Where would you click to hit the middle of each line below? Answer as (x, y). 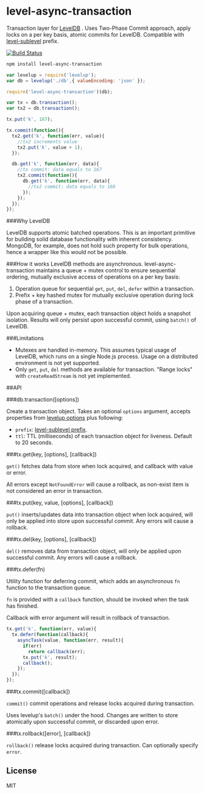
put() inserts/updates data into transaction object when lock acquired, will (100, 515)
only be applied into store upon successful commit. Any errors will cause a (100, 521)
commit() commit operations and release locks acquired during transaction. (100, 704)
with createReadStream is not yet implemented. (73, 376)
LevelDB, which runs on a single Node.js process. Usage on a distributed (106, 356)
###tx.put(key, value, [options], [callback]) (60, 503)
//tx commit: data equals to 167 (60, 170)
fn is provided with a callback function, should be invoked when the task (98, 600)
